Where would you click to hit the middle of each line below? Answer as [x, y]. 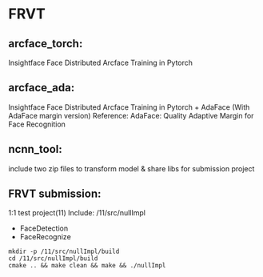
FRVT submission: [55, 194]
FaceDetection [44, 228]
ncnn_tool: [35, 149]
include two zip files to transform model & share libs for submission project [131, 168]
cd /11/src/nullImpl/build [53, 259]
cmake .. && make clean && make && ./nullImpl [87, 266]
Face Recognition [37, 124]
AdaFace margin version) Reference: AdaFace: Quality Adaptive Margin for [131, 115]
